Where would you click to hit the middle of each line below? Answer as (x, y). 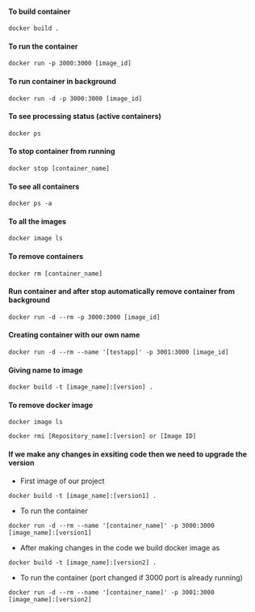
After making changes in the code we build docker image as (120, 547)
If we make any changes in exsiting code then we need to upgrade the (128, 454)
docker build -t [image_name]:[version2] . (83, 563)
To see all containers (44, 186)
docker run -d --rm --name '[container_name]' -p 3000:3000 (112, 525)
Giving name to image (46, 370)
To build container (40, 11)
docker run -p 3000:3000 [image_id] (70, 64)
